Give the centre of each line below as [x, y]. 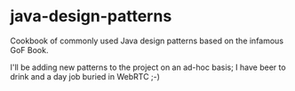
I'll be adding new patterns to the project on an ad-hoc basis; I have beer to [148, 67]
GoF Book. [29, 49]
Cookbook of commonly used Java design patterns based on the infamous [147, 41]
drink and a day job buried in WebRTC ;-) [85, 76]
